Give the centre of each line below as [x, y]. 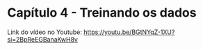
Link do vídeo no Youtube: [44, 32]
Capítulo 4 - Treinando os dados [102, 13]
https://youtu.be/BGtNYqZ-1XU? [129, 32]
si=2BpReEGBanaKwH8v [43, 39]
